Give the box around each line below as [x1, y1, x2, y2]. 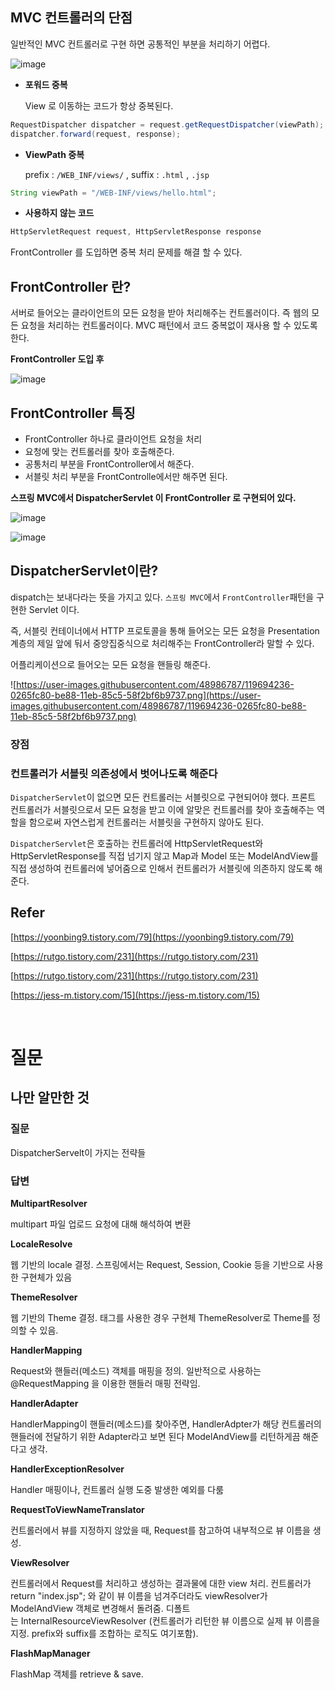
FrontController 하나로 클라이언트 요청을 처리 [24, 433, 203, 445]
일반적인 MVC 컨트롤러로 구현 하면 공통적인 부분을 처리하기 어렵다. [10, 38, 271, 50]
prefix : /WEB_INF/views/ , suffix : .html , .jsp [24, 168, 210, 180]
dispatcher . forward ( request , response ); [10, 129, 182, 139]
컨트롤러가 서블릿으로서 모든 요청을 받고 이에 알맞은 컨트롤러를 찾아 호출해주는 [10, 803, 315, 815]
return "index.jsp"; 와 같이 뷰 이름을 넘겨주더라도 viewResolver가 [10, 1589, 268, 1602]
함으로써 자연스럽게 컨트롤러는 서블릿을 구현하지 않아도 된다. [28, 816, 265, 828]
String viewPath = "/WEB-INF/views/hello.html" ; [10, 188, 217, 198]
